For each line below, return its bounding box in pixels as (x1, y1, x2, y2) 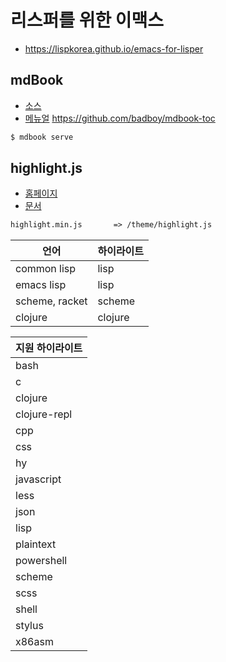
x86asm (15, 635, 54, 649)
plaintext (15, 537, 57, 551)
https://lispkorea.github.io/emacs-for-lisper (24, 42, 204, 55)
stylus (15, 619, 44, 633)
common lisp (15, 262, 77, 276)
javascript (15, 472, 62, 486)
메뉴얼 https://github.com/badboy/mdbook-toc (24, 112, 216, 124)
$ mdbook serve (10, 132, 74, 142)
